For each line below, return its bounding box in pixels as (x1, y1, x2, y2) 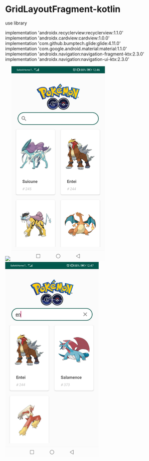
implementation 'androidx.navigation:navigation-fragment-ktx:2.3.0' (5, 51, 145, 57)
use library (5, 20, 27, 26)
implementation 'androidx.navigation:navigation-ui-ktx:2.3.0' (5, 56, 130, 62)
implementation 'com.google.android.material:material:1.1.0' (5, 45, 127, 51)
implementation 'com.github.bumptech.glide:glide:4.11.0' (5, 40, 121, 46)
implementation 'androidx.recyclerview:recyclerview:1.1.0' (5, 29, 124, 35)
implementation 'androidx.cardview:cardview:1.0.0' (5, 35, 110, 41)
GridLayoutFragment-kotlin (5, 3, 121, 15)
